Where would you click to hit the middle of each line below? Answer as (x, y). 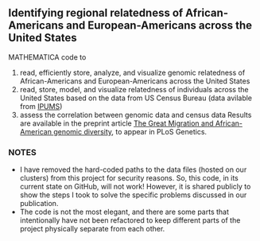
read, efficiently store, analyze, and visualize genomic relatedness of (132, 72)
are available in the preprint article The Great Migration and (116, 123)
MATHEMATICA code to (47, 57)
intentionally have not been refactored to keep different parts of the (130, 220)
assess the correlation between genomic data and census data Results (136, 115)
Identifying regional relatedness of (96, 13)
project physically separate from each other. (92, 229)
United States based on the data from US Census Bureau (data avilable (136, 98)
